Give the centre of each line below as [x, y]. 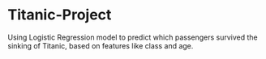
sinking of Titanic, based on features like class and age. [101, 45]
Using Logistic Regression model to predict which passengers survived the [133, 37]
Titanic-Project [60, 15]
